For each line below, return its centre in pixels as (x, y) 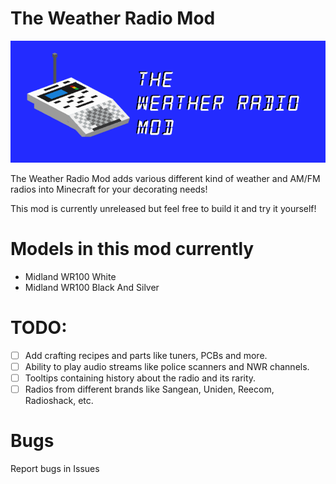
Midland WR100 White (70, 276)
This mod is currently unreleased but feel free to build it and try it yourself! (163, 208)
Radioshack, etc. (59, 401)
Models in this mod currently (132, 249)
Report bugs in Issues (55, 469)
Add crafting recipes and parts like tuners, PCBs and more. (146, 355)
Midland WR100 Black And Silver (92, 287)
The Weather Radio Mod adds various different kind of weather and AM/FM (165, 178)
